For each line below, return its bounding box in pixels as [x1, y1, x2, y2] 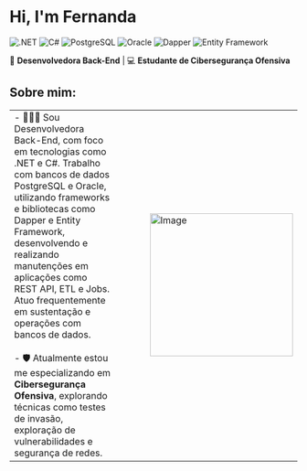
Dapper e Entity [14, 213, 81, 226]
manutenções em [14, 259, 89, 272]
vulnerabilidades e [14, 434, 93, 447]
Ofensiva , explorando [14, 389, 108, 401]
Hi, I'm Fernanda [9, 6, 137, 27]
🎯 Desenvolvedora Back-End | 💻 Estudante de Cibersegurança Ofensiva [9, 55, 291, 66]
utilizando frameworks [14, 190, 111, 203]
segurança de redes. [14, 446, 103, 459]
